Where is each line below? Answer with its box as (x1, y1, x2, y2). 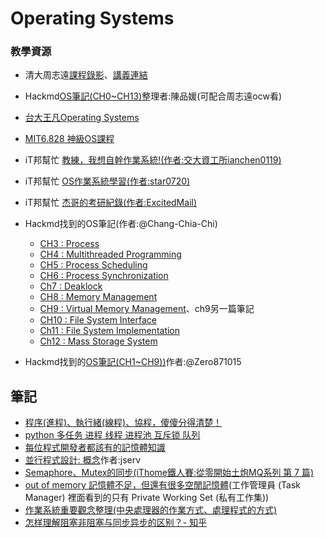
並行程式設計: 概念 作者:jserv (24, 454, 142, 466)
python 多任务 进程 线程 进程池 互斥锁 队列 (24, 429, 201, 441)
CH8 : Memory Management (39, 291, 158, 303)
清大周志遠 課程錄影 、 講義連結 (24, 69, 148, 81)
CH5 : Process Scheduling (39, 259, 148, 271)
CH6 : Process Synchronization (39, 270, 169, 282)
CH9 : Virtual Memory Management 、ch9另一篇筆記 (39, 303, 255, 315)
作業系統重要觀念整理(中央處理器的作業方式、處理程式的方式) (24, 504, 278, 516)
